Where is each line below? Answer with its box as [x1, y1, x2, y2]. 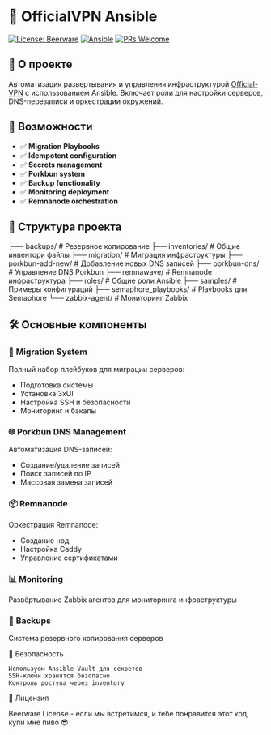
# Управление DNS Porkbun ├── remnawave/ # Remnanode [8, 267, 213, 277]
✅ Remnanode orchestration [19, 196, 119, 206]
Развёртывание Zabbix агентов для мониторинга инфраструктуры [8, 595, 237, 605]
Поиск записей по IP [19, 469, 91, 479]
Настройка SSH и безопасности [19, 397, 131, 408]
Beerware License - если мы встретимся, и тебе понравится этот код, [8, 709, 249, 719]
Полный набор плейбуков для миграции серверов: [8, 365, 185, 374]
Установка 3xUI [19, 389, 74, 399]
